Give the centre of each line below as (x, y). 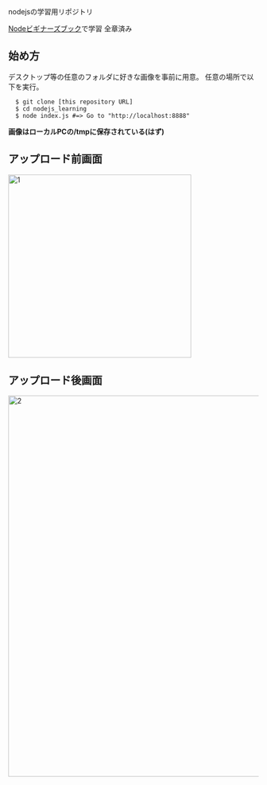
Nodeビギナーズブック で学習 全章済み (70, 29)
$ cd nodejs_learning (51, 109)
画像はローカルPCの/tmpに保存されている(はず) (86, 131)
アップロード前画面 (55, 159)
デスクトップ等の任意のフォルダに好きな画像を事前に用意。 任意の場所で (128, 76)
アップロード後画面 (55, 381)
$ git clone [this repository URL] (74, 102)
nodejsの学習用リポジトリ (51, 12)
